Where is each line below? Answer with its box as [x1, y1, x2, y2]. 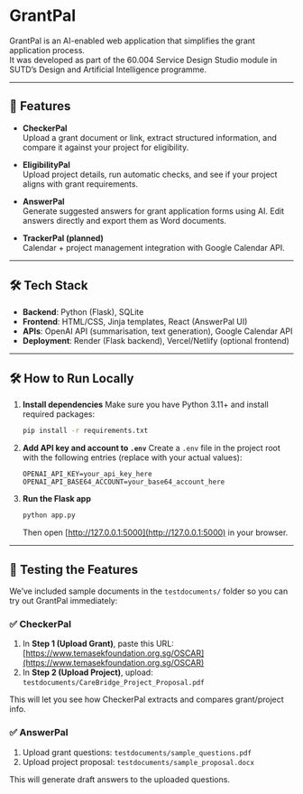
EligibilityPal [22, 159, 70, 170]
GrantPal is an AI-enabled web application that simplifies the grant [9, 35, 255, 46]
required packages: [22, 409, 96, 420]
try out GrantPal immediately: [9, 595, 118, 605]
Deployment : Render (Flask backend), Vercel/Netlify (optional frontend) [22, 335, 290, 346]
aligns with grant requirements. [22, 178, 138, 189]
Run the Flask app [22, 494, 92, 504]
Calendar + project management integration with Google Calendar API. [22, 242, 286, 253]
